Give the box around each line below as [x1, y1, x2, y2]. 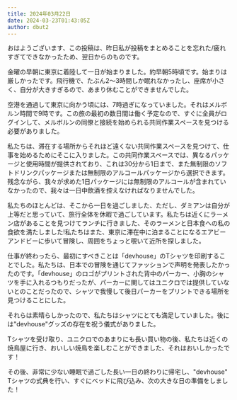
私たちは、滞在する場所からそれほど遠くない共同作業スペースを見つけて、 [7, 142, 224, 151]
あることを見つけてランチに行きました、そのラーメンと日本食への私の [25, 219, 231, 227]
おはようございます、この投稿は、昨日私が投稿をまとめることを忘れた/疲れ [7, 44, 226, 52]
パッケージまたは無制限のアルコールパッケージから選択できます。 [37, 168, 229, 177]
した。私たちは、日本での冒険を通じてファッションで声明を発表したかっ [19, 261, 231, 269]
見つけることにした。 [7, 296, 69, 304]
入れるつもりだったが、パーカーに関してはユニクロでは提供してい [31, 278, 224, 287]
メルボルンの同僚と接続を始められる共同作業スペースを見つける [43, 118, 229, 127]
